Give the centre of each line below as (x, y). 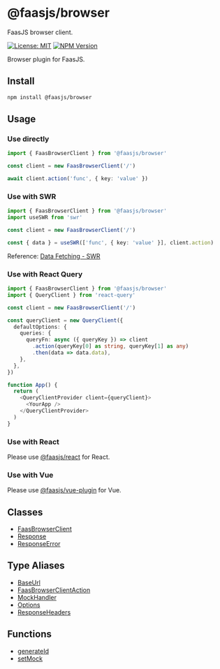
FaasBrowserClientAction (54, 590)
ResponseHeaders (44, 612)
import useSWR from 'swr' (45, 218)
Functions (30, 634)
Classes (25, 512)
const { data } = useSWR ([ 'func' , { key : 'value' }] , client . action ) (111, 242)
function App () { (32, 385)
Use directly (28, 139)
